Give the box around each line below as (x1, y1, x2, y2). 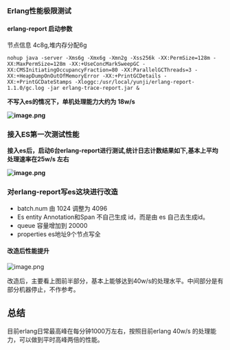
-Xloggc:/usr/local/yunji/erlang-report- (74, 79, 195, 86)
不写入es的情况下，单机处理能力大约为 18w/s (7, 97, 135, 106)
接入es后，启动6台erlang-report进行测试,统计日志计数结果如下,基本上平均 (7, 146, 218, 155)
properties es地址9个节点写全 (16, 230, 101, 238)
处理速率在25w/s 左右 (7, 155, 70, 163)
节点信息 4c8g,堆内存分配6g (7, 41, 87, 49)
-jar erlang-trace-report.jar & (47, 84, 139, 92)
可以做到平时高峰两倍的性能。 (19, 335, 104, 344)
